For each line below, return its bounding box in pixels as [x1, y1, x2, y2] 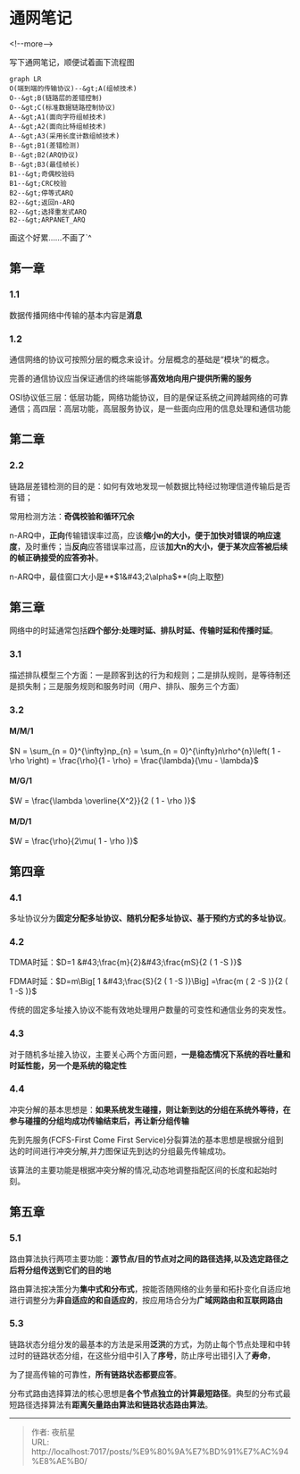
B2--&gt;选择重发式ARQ [9, 207, 87, 216]
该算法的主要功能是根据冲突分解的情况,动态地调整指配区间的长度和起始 [9, 1164, 271, 1175]
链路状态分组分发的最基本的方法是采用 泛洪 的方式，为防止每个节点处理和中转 [9, 1338, 291, 1350]
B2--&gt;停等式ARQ [9, 189, 74, 198]
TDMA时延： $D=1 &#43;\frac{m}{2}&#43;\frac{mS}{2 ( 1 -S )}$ [9, 957, 243, 968]
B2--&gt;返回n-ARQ [9, 198, 75, 206]
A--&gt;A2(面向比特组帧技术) [9, 122, 107, 131]
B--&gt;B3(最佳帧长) [9, 160, 80, 169]
